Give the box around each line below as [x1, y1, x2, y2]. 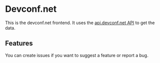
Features [5, 39, 33, 48]
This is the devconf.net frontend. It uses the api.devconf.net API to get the [5, 20, 155, 26]
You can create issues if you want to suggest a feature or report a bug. [5, 52, 149, 58]
